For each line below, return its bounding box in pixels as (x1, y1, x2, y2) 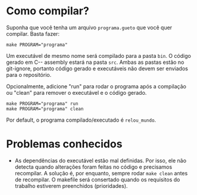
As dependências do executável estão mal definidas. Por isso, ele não (14, 157, 186, 164)
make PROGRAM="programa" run (6, 100, 79, 107)
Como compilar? (6, 4, 89, 18)
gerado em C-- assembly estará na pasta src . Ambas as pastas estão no (6, 58, 185, 66)
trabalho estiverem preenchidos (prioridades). (14, 182, 128, 189)
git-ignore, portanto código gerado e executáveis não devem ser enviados (6, 64, 189, 72)
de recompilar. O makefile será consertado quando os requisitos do (14, 176, 180, 183)
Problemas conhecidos (6, 137, 123, 151)
